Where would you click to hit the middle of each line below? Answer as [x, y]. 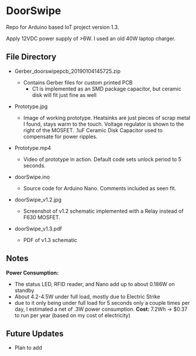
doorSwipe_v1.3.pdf [38, 229]
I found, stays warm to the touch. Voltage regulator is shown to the [104, 124]
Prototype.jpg [31, 106]
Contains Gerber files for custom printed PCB [78, 82]
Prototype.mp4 [33, 147]
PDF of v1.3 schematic [50, 240]
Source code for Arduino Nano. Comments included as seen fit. [100, 188]
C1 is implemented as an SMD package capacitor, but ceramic [106, 89]
